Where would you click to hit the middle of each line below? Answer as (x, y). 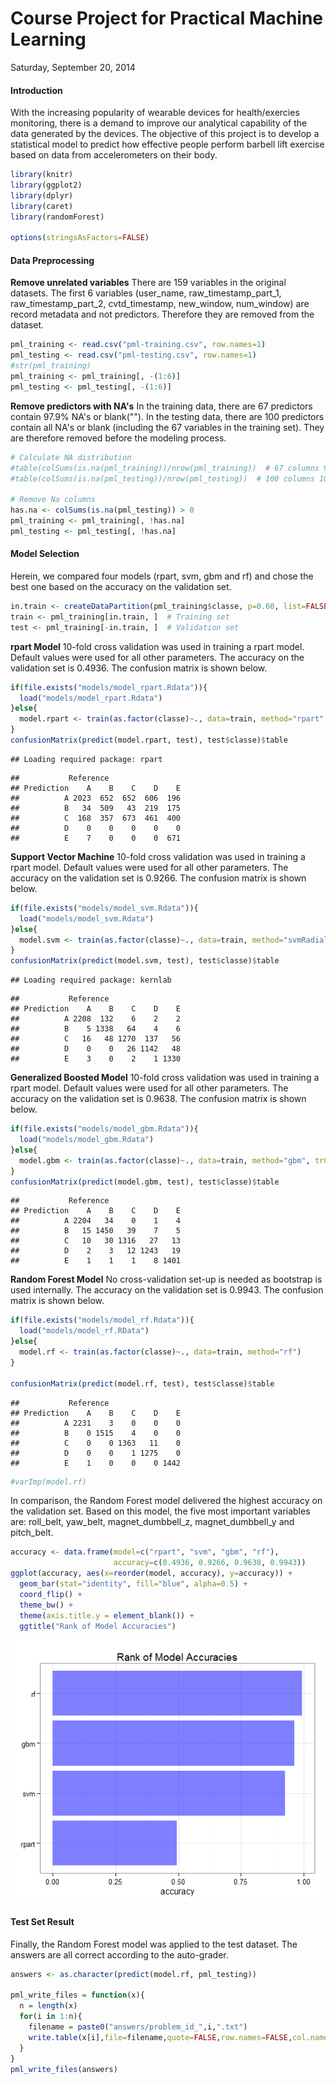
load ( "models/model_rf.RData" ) (84, 1331)
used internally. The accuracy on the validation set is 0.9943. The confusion (167, 1290)
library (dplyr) (42, 195)
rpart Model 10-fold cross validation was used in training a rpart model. (157, 646)
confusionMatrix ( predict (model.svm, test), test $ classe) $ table (145, 961)
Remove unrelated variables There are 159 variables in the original (148, 283)
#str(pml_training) (51, 366)
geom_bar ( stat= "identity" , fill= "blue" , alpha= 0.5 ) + (133, 1584)
